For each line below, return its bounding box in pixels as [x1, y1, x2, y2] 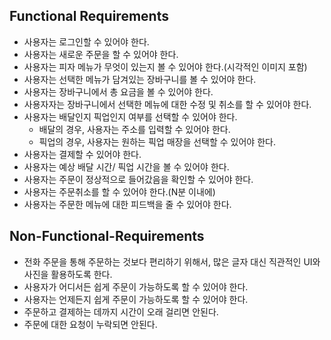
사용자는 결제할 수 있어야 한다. [23, 148, 142, 160]
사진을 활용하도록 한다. [23, 268, 113, 280]
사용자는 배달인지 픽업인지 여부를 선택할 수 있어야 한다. [23, 110, 238, 123]
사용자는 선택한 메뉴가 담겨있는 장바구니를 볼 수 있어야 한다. [23, 73, 257, 85]
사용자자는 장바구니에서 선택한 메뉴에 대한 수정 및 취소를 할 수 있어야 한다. [23, 98, 312, 110]
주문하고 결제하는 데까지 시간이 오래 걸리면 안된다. [23, 305, 219, 318]
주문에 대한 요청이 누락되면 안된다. [23, 318, 158, 330]
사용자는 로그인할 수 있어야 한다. [23, 35, 150, 48]
